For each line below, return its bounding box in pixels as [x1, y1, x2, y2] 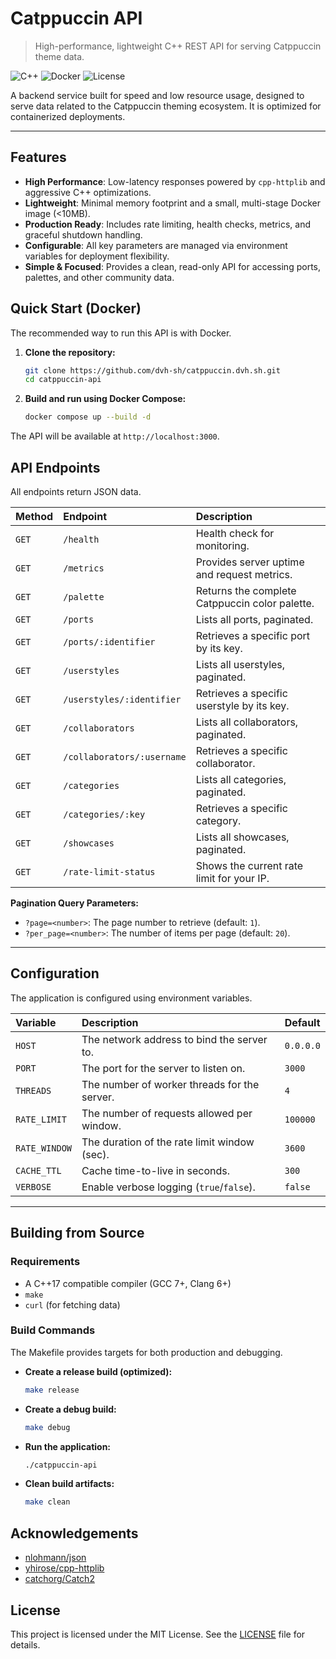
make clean [24, 1497, 71, 1507]
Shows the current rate [195, 859, 304, 872]
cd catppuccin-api [24, 375, 102, 385]
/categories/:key [63, 809, 146, 820]
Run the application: [24, 1440, 112, 1452]
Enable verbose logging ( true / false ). [81, 1180, 256, 1194]
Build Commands [10, 1323, 96, 1337]
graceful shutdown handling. [24, 228, 143, 241]
